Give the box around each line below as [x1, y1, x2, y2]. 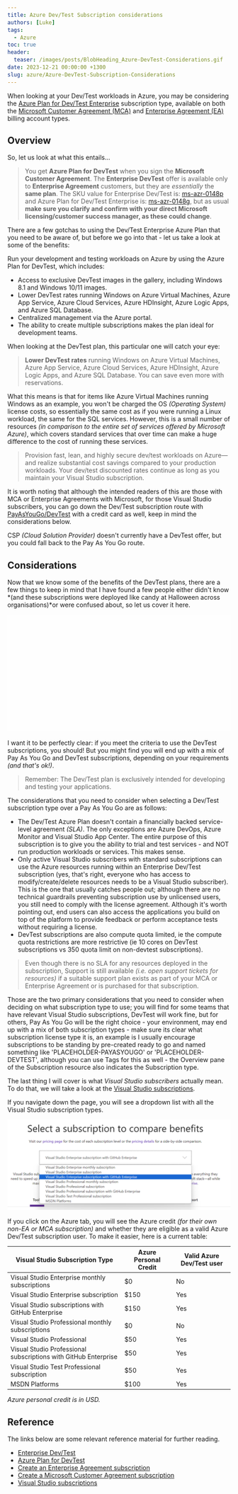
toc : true [7, 41, 37, 49]
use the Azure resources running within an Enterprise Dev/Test [17, 862, 201, 871]
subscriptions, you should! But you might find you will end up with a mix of [7, 746, 225, 754]
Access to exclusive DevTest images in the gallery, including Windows [17, 276, 223, 285]
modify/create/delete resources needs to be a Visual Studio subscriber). [17, 877, 229, 886]
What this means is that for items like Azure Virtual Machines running [7, 392, 209, 401]
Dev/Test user [180, 1259, 223, 1267]
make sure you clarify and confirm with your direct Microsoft [24, 205, 208, 213]
